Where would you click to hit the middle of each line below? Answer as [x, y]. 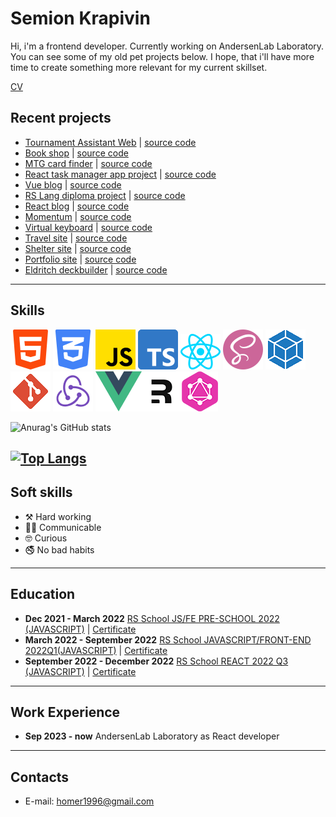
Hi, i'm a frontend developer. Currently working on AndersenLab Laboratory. [167, 46]
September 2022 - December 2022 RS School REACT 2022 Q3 [156, 661]
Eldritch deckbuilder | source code [96, 269]
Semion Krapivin [80, 18]
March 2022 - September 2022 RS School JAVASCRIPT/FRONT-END [168, 639]
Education [43, 594]
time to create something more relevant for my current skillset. [139, 67]
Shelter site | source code [78, 248]
